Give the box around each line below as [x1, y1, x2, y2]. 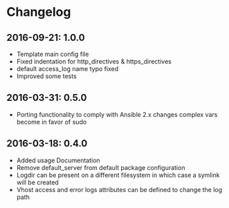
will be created [16, 178, 59, 187]
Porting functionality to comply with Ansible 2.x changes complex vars [16, 110, 218, 118]
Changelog [6, 4, 71, 20]
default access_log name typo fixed [16, 65, 119, 73]
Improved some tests [16, 72, 77, 80]
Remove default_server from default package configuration [16, 163, 185, 171]
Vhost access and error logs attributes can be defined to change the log [16, 185, 223, 193]
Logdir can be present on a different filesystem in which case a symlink [16, 171, 220, 179]
